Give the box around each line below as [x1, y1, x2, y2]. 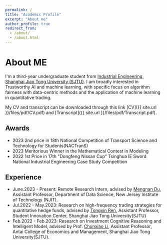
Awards [5, 124, 30, 132]
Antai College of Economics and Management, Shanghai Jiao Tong [12, 228, 150, 235]
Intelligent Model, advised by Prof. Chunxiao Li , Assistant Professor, [12, 223, 152, 229]
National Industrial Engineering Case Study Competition [12, 158, 127, 164]
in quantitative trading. [5, 94, 51, 100]
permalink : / [5, 7, 32, 12]
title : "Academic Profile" [5, 12, 61, 17]
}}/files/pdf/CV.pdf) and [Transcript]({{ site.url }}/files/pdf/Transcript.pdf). [5, 109, 157, 115]
